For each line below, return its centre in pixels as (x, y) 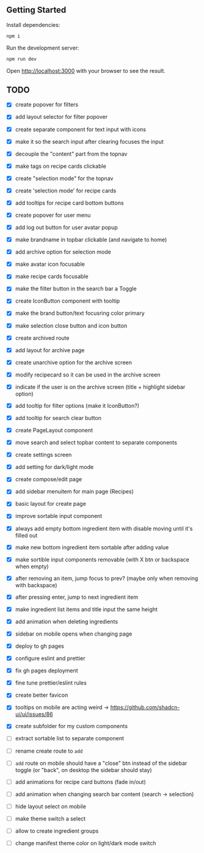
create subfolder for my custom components (71, 726)
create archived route (42, 338)
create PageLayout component (54, 430)
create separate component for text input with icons (81, 129)
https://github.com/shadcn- (145, 707)
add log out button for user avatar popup (66, 227)
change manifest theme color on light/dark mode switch (86, 843)
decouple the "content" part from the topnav (71, 154)
